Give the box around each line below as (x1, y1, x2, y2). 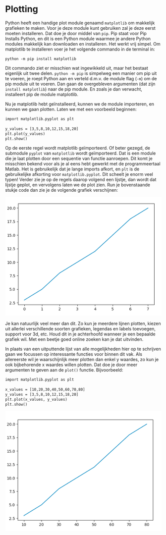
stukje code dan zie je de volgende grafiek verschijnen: (5, 187, 118, 193)
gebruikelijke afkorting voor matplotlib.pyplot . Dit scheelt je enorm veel (5, 171, 154, 177)
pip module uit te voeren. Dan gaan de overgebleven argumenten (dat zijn (5, 81, 156, 87)
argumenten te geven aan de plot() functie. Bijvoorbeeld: (5, 367, 123, 373)
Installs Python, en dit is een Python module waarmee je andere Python (5, 36, 151, 42)
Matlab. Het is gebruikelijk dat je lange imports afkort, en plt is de (5, 166, 140, 172)
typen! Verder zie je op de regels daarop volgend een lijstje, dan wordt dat (5, 176, 157, 182)
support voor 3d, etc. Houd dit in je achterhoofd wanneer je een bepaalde (5, 331, 156, 337)
